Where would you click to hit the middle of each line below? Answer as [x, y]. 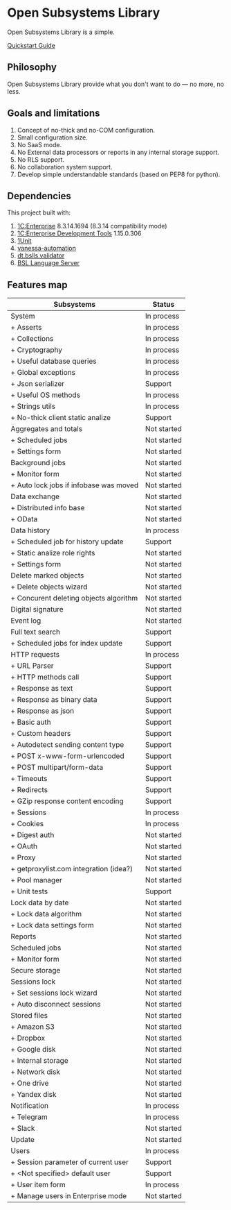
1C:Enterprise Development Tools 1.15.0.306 [79, 233]
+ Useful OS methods [46, 395]
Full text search [36, 632]
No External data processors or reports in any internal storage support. [118, 152]
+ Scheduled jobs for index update [67, 644]
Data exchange [35, 496]
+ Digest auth [33, 835]
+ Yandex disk [34, 1095]
